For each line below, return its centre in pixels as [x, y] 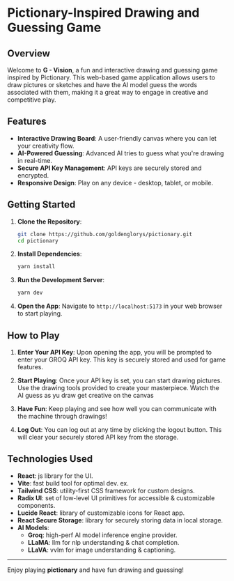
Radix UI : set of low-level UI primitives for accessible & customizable [116, 498]
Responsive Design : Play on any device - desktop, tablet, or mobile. [115, 183]
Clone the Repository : [49, 222]
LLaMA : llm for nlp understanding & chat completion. [103, 542]
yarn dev [30, 293]
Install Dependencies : [49, 254]
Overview [29, 53]
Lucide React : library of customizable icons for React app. [101, 513]
